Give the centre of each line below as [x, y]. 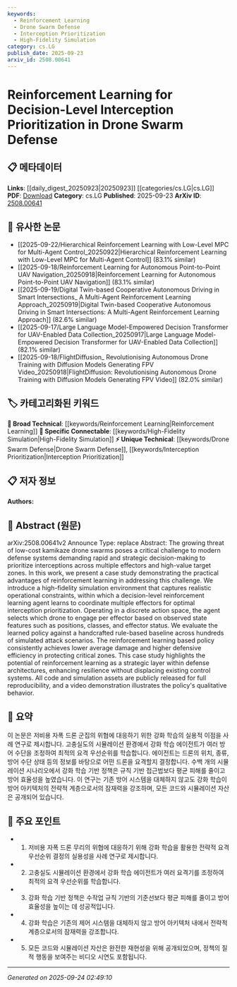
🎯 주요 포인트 [34, 821]
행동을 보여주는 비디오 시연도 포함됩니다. [91, 957]
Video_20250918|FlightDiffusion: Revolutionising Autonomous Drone [117, 372]
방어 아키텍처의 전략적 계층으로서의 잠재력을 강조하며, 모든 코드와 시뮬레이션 [112, 788]
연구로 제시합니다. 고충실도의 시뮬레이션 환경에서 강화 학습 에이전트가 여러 [116, 744]
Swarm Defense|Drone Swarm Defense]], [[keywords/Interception [103, 450]
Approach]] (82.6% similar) [57, 319]
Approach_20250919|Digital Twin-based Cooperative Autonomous [114, 304]
